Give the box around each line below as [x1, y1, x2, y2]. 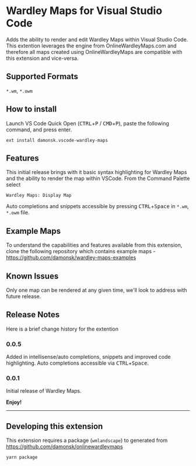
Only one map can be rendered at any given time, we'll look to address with [6, 287, 188, 294]
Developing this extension [6, 421, 103, 431]
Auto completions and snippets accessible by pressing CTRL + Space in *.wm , [6, 203, 189, 210]
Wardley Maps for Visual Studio [6, 4, 162, 18]
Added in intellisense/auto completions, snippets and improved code [6, 353, 171, 360]
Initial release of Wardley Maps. [6, 387, 82, 394]
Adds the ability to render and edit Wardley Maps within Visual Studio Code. [6, 36, 188, 43]
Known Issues [6, 271, 59, 281]
